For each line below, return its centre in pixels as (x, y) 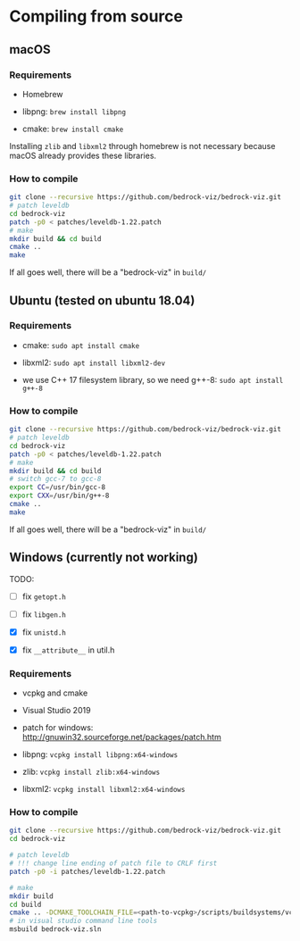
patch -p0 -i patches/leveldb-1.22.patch (87, 871)
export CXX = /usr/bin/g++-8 (59, 496)
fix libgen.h (44, 614)
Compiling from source (96, 17)
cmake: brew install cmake (73, 129)
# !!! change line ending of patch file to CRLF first (113, 863)
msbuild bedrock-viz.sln (55, 929)
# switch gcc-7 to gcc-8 (55, 479)
